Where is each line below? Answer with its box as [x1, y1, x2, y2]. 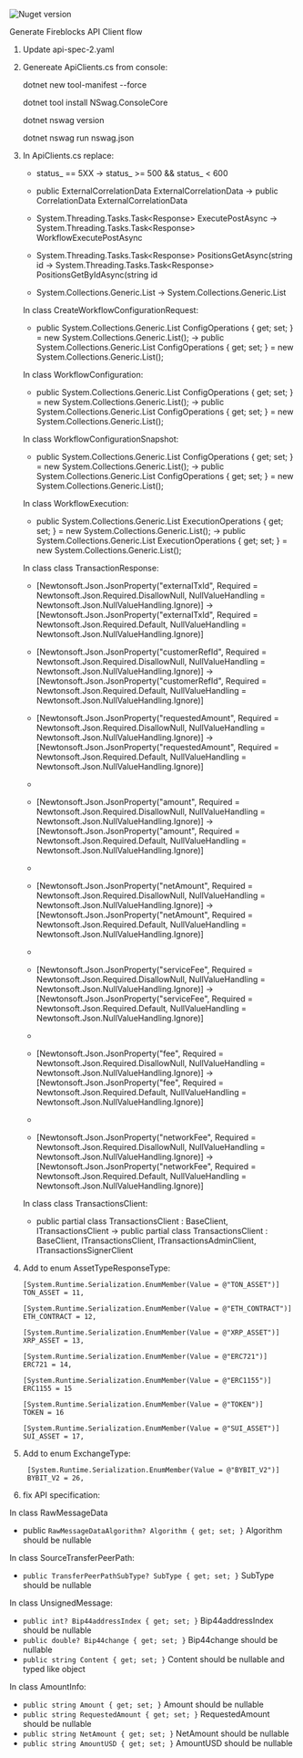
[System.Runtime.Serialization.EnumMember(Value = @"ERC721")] [22, 1352, 268, 1361]
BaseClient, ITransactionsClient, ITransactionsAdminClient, [35, 1235, 257, 1246]
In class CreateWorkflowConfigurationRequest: [22, 305, 198, 315]
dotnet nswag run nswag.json [22, 132, 135, 143]
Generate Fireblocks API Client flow [9, 26, 143, 37]
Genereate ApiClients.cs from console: [22, 62, 168, 72]
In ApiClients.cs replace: [22, 151, 115, 161]
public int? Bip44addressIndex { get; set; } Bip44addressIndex [22, 1616, 274, 1626]
